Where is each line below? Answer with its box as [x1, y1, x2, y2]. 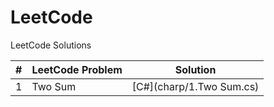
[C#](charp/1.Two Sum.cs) [131, 79, 260, 93]
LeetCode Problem [31, 62, 123, 76]
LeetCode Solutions [10, 39, 92, 51]
